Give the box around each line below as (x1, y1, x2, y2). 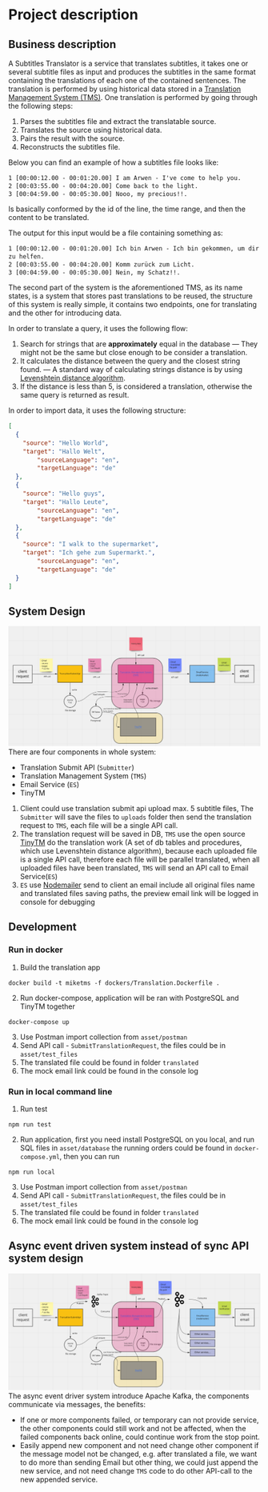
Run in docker (8, 944, 63, 955)
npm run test (8, 1120, 52, 1129)
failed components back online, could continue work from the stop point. (19, 1432, 260, 1442)
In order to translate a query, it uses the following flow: (8, 324, 188, 333)
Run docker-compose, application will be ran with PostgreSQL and (19, 993, 239, 1002)
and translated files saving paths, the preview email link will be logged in (19, 889, 258, 898)
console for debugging (19, 898, 96, 906)
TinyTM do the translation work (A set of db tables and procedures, (19, 838, 242, 847)
